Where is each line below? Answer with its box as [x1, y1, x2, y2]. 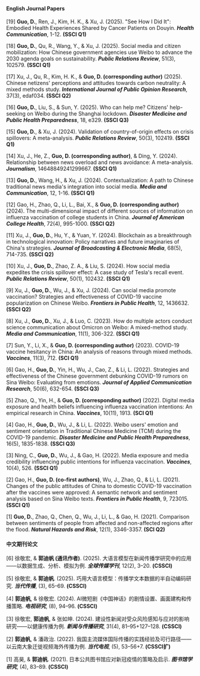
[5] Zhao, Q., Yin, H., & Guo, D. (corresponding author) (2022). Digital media [6, 397, 195, 404]
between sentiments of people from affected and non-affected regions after [6, 520, 193, 527]
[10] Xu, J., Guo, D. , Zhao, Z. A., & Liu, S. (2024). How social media [6, 262, 170, 269]
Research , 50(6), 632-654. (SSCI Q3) [6, 385, 100, 392]
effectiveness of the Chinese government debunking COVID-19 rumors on [6, 372, 188, 380]
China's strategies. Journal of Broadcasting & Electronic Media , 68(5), [6, 244, 183, 251]
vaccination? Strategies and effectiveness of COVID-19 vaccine [6, 293, 162, 301]
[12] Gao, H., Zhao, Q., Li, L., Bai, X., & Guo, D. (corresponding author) [6, 201, 179, 208]
